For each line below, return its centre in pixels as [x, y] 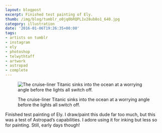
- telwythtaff [20, 56]
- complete [17, 70]
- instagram [18, 42]
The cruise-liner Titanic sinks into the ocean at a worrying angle [84, 99]
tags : [11, 33]
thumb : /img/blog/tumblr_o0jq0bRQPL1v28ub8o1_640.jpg [63, 19]
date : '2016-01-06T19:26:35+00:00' [42, 28]
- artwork [16, 61]
